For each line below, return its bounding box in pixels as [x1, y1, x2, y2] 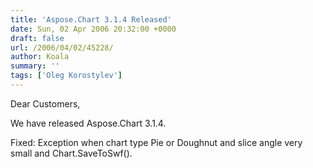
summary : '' [10, 61, 60, 71]
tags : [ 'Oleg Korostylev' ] [10, 71, 123, 81]
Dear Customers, [10, 97, 81, 110]
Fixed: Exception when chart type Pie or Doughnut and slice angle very [10, 136, 303, 148]
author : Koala [10, 52, 70, 62]
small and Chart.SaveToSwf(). [10, 147, 133, 159]
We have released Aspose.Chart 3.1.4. [10, 117, 167, 129]
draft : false [10, 33, 65, 43]
